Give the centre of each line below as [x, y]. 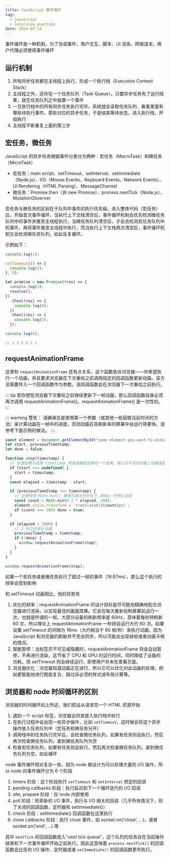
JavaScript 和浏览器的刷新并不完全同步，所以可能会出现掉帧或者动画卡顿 [89, 636]
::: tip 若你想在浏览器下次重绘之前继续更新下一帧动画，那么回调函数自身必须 [84, 395]
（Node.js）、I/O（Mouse [38, 179]
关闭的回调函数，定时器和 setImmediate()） [62, 807]
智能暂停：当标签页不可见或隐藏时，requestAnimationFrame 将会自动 [85, 649]
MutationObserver [32, 198]
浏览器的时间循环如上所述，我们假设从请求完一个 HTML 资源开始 [73, 705]
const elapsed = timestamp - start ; [48, 482]
